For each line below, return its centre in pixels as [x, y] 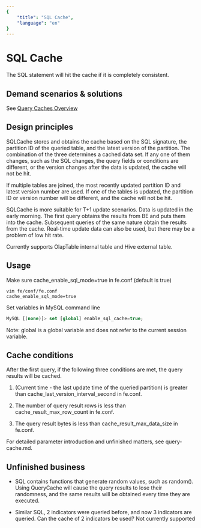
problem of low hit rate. [35, 235]
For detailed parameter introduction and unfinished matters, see [85, 442]
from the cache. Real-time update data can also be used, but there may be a [100, 228]
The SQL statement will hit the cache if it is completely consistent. [88, 75]
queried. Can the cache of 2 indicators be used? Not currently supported [105, 519]
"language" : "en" [39, 23]
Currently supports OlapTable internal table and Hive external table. [89, 246]
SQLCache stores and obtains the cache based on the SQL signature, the [97, 141]
